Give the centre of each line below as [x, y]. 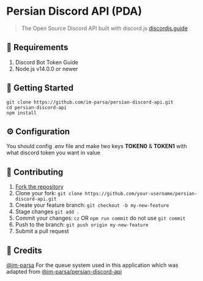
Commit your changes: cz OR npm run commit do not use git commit [100, 218]
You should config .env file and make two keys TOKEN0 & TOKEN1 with [97, 146]
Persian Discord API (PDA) [74, 11]
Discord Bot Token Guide [46, 62]
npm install [21, 113]
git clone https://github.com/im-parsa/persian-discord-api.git [90, 102]
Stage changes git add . [47, 212]
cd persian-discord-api [37, 107]
